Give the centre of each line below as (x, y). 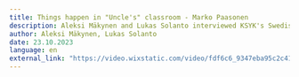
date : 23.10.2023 (41, 42)
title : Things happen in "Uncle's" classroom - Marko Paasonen (129, 17)
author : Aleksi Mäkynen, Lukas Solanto (83, 34)
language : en (33, 50)
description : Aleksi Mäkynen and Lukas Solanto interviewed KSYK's (137, 26)
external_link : (37, 58)
